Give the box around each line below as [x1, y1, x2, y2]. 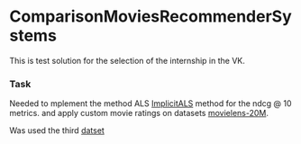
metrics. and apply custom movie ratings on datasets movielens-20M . [9, 108, 269, 119]
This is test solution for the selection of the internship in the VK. [9, 55, 246, 66]
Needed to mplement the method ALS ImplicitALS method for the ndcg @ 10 [9, 98, 292, 109]
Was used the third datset [9, 125, 105, 136]
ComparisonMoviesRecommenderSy [9, 6, 293, 27]
